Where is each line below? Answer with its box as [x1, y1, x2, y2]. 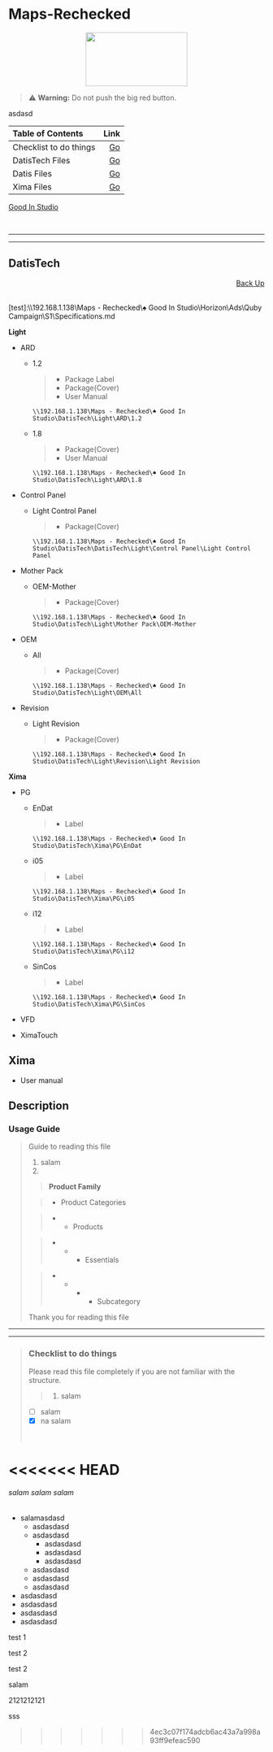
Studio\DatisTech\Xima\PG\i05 [32, 894, 136, 902]
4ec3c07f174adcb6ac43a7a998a [149, 1727, 262, 1737]
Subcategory [97, 1297, 141, 1306]
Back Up [236, 278, 265, 288]
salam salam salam [8, 1488, 75, 1498]
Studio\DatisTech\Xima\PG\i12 [32, 947, 136, 955]
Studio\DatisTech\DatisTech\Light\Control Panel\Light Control [32, 544, 252, 553]
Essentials [84, 1255, 119, 1265]
